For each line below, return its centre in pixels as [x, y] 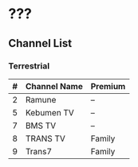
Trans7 [39, 151]
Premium [108, 86]
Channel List [40, 43]
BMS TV [41, 126]
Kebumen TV [49, 112]
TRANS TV [45, 138]
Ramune [41, 99]
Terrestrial [29, 66]
